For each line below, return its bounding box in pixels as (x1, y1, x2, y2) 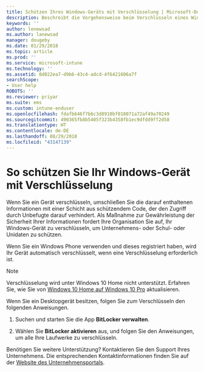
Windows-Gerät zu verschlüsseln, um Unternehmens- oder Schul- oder (6, 224, 186, 231)
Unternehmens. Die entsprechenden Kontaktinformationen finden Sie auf (6, 352, 189, 359)
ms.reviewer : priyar (6, 94, 59, 100)
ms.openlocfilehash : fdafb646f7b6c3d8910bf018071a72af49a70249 (6, 111, 170, 117)
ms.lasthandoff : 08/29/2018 (6, 133, 78, 140)
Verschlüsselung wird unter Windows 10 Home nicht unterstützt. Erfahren (6, 279, 190, 286)
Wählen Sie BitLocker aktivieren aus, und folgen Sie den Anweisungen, (15, 327, 194, 335)
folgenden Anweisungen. (6, 304, 69, 311)
